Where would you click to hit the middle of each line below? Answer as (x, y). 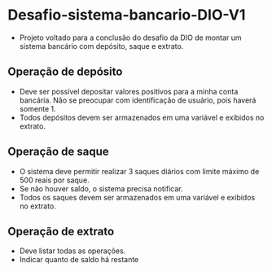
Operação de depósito (65, 72)
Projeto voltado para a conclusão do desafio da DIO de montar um (130, 37)
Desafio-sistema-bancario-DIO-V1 (127, 15)
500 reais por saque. (55, 180)
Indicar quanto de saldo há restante (79, 260)
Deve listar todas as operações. (72, 251)
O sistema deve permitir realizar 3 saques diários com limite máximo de (139, 171)
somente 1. (37, 108)
